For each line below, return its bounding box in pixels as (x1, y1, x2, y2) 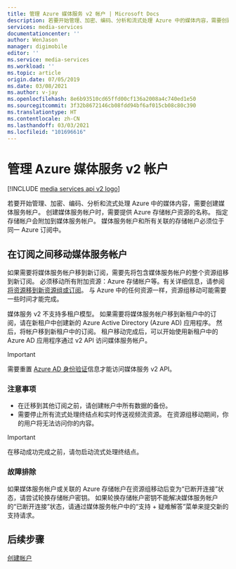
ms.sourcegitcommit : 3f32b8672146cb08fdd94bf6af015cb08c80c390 (7, 102, 197, 109)
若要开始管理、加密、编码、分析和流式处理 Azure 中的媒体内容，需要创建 (7, 199, 219, 208)
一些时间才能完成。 (7, 295, 63, 303)
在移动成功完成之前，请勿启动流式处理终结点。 (7, 448, 143, 456)
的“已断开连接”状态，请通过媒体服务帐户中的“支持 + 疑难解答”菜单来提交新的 (7, 502, 229, 510)
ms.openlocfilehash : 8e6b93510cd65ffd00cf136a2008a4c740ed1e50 (7, 96, 197, 103)
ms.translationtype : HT (7, 109, 77, 116)
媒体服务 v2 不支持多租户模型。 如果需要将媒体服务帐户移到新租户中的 (7, 310, 211, 318)
